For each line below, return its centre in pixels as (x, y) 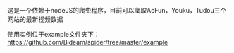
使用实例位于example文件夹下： (54, 34)
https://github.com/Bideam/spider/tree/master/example (88, 42)
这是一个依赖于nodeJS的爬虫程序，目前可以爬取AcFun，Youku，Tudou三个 (117, 10)
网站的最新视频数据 (35, 19)
